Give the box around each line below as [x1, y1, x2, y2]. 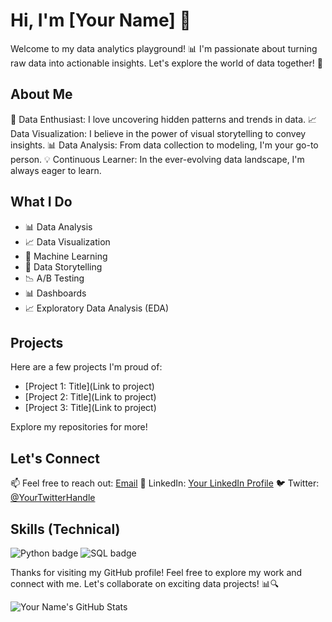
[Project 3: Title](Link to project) [24, 402, 157, 414]
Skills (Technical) [10, 520, 121, 538]
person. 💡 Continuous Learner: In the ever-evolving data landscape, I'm [10, 153, 305, 165]
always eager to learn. [10, 164, 102, 176]
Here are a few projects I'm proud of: [10, 361, 163, 373]
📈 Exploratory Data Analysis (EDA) [24, 302, 170, 314]
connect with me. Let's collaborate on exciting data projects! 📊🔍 [10, 578, 280, 589]
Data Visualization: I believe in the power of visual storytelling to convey [10, 127, 307, 139]
